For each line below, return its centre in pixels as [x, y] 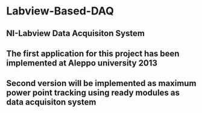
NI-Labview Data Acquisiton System [76, 33]
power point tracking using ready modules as [93, 93]
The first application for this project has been [93, 53]
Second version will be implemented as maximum [101, 83]
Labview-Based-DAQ [60, 11]
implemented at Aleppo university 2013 [82, 63]
